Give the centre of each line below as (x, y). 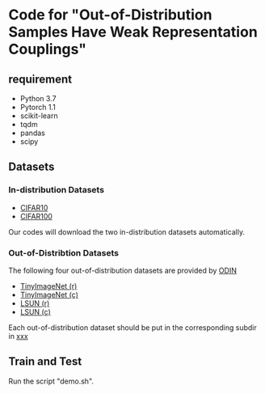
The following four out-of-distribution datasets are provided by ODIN (122, 270)
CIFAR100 (36, 216)
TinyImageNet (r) (48, 286)
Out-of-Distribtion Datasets (64, 252)
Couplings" (48, 49)
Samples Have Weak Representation (133, 32)
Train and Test (45, 362)
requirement (40, 79)
